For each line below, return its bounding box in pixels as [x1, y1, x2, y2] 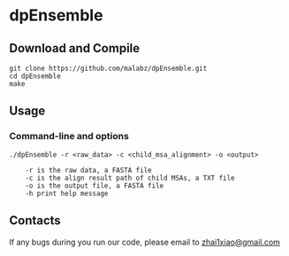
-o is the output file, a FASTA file [25, 181, 164, 190]
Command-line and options [9, 130, 130, 143]
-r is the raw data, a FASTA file [25, 166, 152, 175]
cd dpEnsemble [9, 72, 62, 81]
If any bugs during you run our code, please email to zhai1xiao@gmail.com [9, 237, 281, 247]
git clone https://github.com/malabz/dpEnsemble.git [9, 64, 208, 73]
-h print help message [25, 189, 109, 198]
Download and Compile [9, 41, 141, 56]
